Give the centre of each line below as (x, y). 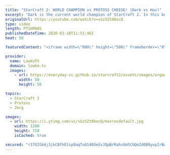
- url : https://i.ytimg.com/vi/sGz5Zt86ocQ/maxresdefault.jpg (77, 122)
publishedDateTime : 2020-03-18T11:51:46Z (50, 33)
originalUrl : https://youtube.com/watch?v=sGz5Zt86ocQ (64, 19)
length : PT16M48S (24, 29)
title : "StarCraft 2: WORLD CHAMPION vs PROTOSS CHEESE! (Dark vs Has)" (83, 10)
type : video (18, 24)
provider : (16, 56)
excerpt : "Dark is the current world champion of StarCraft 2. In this (82, 15)
